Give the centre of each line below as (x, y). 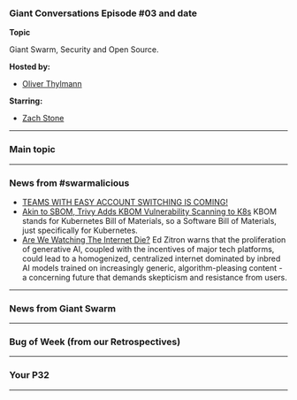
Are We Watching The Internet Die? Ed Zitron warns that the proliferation (154, 239)
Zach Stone (43, 119)
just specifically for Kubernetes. (80, 230)
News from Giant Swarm (63, 308)
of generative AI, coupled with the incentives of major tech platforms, (148, 249)
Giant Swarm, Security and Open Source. (84, 50)
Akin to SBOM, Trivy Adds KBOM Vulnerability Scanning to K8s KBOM (149, 212)
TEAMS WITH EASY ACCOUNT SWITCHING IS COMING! (125, 202)
